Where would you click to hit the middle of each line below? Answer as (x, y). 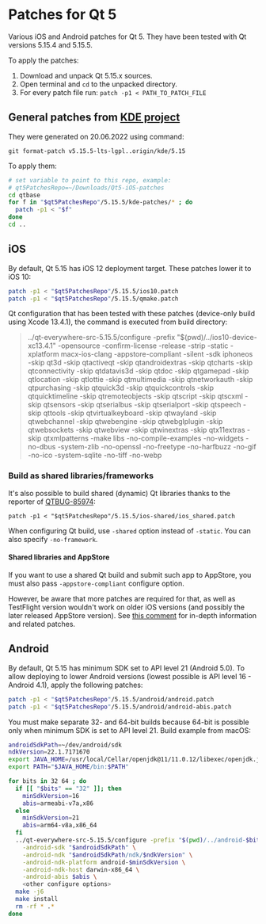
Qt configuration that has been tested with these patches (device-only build (132, 314)
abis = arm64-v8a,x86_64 (60, 826)
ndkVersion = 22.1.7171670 (49, 752)
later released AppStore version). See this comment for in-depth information (133, 615)
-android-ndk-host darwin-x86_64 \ (81, 869)
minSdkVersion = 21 (51, 818)
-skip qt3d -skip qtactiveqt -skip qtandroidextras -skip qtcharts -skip (140, 363)
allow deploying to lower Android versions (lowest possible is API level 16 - (130, 676)
